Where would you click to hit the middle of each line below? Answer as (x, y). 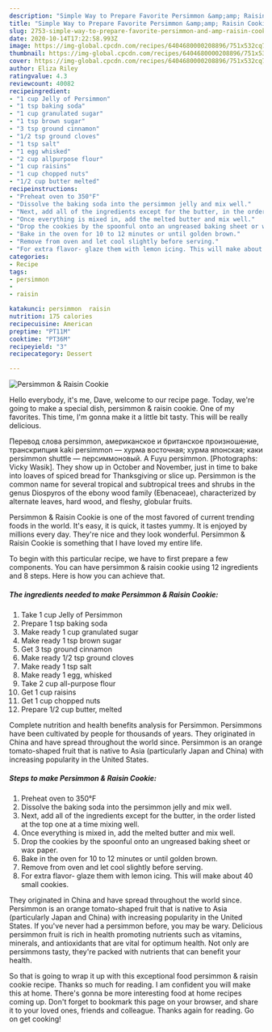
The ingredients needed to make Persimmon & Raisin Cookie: (114, 594)
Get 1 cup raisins (48, 692)
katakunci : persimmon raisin (60, 309)
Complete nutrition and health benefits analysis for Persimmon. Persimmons (136, 725)
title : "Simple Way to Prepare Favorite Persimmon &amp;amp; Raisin (127, 23)
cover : (20, 62)
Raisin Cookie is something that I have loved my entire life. (106, 543)
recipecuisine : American (51, 324)
